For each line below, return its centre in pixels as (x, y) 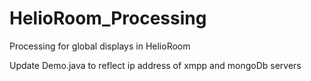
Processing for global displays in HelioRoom (100, 46)
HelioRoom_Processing (108, 18)
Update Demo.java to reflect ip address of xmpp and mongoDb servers (155, 65)
